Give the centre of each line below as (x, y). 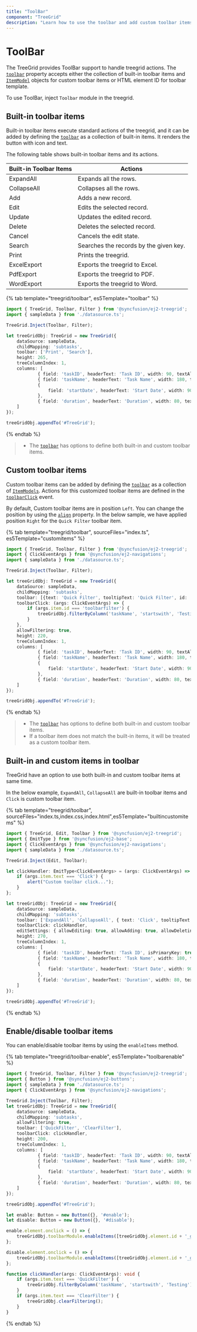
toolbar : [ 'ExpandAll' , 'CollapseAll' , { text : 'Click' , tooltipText (103, 920)
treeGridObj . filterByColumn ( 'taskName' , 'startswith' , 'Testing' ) (110, 1285)
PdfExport (23, 274)
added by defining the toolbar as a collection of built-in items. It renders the (98, 137)
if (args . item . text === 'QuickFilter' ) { (68, 1279)
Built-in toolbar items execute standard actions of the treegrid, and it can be (98, 130)
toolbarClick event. (30, 496)
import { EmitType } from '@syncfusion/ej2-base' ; (69, 839)
